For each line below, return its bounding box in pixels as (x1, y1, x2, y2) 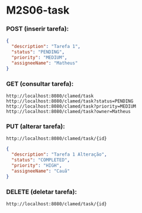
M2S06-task (6, 4, 70, 17)
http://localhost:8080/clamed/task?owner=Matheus (6, 109, 131, 115)
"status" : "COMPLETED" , (11, 157, 70, 163)
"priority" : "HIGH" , (11, 162, 62, 169)
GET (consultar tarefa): (6, 79, 74, 88)
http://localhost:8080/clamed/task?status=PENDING (6, 98, 134, 104)
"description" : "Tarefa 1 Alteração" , (11, 151, 108, 157)
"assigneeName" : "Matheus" (11, 60, 78, 66)
